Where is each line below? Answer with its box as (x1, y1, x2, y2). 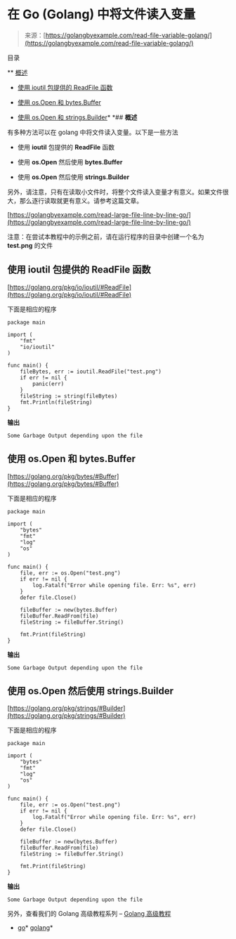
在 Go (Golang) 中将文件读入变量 (7, 6, 196, 22)
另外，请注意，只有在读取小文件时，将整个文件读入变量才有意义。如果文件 (7, 188, 223, 196)
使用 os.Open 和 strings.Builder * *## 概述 (17, 113, 138, 122)
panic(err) (32, 380, 65, 387)
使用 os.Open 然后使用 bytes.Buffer (17, 157, 123, 166)
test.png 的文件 (7, 241, 53, 249)
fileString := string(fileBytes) (20, 393, 118, 400)
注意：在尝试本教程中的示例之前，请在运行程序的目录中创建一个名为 (7, 232, 204, 241)
